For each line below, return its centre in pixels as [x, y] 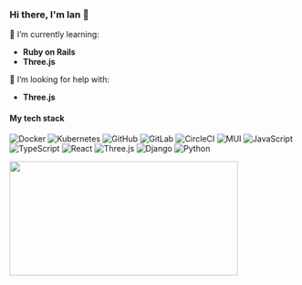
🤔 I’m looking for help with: [59, 79]
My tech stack [37, 118]
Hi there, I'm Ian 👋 [49, 15]
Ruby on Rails [49, 52]
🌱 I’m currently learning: [55, 35]
